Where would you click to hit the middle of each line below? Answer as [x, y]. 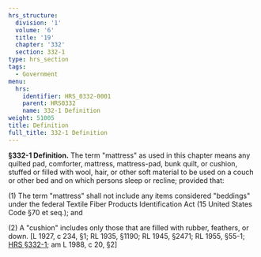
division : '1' [38, 23]
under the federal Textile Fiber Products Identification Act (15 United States [130, 204]
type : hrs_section [38, 60]
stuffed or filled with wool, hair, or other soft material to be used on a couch [131, 172]
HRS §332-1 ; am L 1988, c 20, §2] [63, 244]
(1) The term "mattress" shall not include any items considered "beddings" [129, 196]
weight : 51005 [32, 118]
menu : [17, 81]
